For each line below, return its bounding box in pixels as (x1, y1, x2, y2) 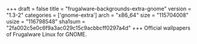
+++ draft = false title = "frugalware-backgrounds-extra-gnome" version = (6, 5, 192, 12)
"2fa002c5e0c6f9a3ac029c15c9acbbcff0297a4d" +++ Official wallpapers (6, 24, 191, 31)
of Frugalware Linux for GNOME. (6, 31, 87, 38)
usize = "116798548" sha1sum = (6, 18, 86, 25)
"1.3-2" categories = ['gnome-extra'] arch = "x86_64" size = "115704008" (6, 11, 189, 19)
